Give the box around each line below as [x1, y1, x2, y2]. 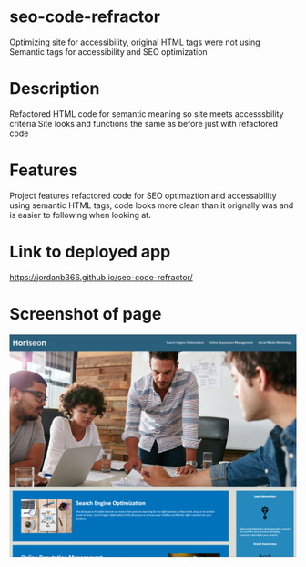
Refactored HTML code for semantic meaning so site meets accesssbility [9, 108, 284, 120]
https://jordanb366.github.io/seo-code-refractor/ [9, 271, 193, 282]
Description [9, 79, 100, 100]
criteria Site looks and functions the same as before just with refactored [9, 118, 279, 129]
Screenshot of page [9, 303, 162, 324]
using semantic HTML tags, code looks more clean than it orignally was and [9, 199, 294, 211]
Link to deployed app [9, 242, 171, 262]
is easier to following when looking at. [9, 209, 152, 220]
